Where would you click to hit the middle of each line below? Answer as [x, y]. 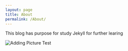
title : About [19, 14]
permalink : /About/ [26, 19]
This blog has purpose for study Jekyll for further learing [64, 33]
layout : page [19, 10]
